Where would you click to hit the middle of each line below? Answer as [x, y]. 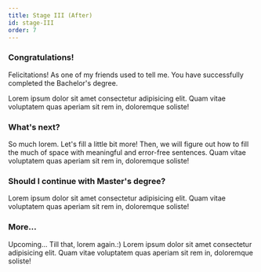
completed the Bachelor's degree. [63, 83]
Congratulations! [41, 57]
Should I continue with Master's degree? [87, 181]
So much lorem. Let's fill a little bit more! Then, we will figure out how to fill [129, 144]
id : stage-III [31, 23]
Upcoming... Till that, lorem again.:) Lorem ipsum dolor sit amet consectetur [130, 244]
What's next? [34, 127]
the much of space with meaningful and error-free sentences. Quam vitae [127, 152]
